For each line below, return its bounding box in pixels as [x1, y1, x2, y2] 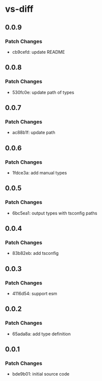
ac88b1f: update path [12, 130, 55, 136]
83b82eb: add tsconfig [12, 250, 59, 256]
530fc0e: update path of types [12, 89, 75, 95]
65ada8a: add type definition [12, 331, 71, 337]
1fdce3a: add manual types [12, 170, 67, 175]
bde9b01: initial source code [12, 371, 70, 377]
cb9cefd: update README [12, 49, 65, 55]
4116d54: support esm [12, 291, 57, 296]
